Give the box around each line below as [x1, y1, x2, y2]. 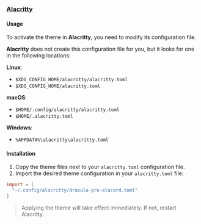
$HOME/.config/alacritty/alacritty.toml [15, 107, 120, 113]
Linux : [6, 63, 23, 71]
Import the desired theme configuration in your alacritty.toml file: [15, 170, 184, 177]
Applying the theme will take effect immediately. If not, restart [21, 204, 177, 211]
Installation [6, 150, 35, 157]
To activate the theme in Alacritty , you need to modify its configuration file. [6, 34, 197, 41]
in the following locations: [6, 52, 71, 59]
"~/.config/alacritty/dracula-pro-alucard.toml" [12, 187, 138, 193]
